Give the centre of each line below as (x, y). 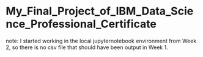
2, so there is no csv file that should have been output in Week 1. (87, 47)
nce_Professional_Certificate (81, 24)
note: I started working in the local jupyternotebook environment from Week (101, 41)
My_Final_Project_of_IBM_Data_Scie (100, 11)
